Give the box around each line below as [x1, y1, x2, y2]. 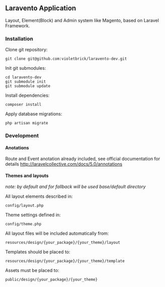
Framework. [5, 23, 30, 29]
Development [5, 132, 39, 139]
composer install [5, 102, 42, 107]
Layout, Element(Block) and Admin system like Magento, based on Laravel [5, 17, 159, 23]
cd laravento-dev [5, 75, 42, 80]
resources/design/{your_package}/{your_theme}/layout [5, 240, 121, 245]
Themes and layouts [5, 173, 49, 179]
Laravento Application [5, 4, 76, 13]
